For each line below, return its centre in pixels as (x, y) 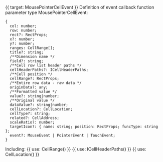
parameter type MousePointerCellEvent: (47, 12)
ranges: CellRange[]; (32, 48)
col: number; (23, 26)
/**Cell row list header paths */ (46, 65)
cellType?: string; (30, 113)
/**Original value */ (32, 100)
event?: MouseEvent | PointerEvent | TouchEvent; (62, 135)
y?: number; (22, 43)
